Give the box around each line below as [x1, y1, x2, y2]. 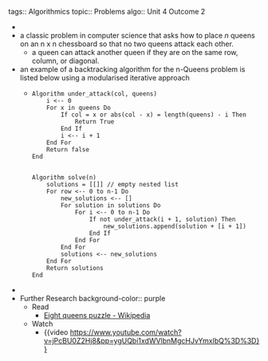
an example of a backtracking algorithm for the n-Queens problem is [19, 65, 246, 74]
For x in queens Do [46, 104, 112, 112]
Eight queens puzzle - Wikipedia [43, 311, 151, 320]
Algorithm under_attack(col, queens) [31, 90, 158, 98]
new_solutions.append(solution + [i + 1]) [103, 222, 247, 230]
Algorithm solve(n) [31, 174, 97, 182]
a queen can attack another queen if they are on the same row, [31, 48, 238, 57]
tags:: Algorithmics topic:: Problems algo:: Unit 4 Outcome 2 [8, 7, 206, 16]
